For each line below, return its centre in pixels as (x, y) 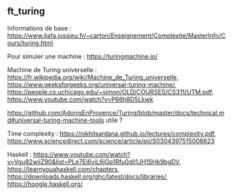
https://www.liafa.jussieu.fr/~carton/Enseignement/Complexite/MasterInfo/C (116, 35)
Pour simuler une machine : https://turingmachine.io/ (83, 56)
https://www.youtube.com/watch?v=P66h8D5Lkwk (80, 99)
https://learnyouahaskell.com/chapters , (63, 169)
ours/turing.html (30, 43)
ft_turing (26, 11)
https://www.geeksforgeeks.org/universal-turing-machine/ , (92, 84)
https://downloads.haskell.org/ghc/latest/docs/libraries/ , (88, 176)
